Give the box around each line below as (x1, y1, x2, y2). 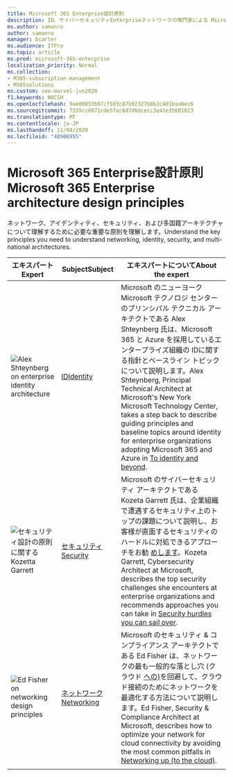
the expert (153, 270, 189, 279)
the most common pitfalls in (121, 747, 212, 757)
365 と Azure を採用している (121, 335, 215, 345)
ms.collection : (7, 68, 51, 75)
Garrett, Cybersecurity (121, 557, 194, 566)
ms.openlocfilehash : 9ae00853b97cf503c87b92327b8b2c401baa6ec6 (7, 101, 194, 108)
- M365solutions (7, 81, 54, 88)
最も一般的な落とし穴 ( (135, 662, 209, 671)
